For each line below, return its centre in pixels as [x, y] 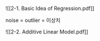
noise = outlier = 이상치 [33, 20]
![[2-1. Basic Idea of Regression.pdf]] [50, 8]
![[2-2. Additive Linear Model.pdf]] [47, 32]
